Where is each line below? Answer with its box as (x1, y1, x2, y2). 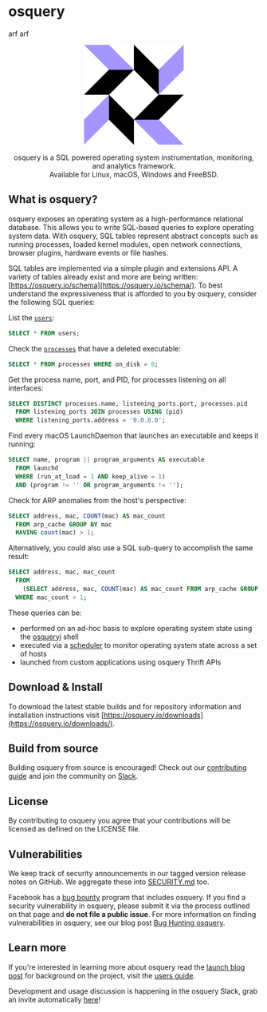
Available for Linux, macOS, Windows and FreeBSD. (49, 169, 219, 179)
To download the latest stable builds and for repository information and (8, 701, 241, 711)
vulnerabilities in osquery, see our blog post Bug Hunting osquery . (8, 918, 226, 927)
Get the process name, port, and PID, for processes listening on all (8, 375, 226, 384)
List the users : (8, 312, 55, 322)
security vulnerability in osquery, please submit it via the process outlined (8, 901, 250, 911)
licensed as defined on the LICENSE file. (8, 824, 141, 834)
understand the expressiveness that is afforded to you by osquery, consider (8, 288, 257, 298)
